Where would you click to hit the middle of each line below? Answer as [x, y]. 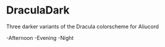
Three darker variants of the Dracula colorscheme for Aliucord [82, 26]
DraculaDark [38, 10]
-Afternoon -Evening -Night [40, 38]
